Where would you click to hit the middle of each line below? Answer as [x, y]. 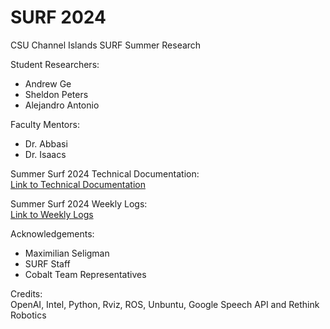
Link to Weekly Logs [52, 214]
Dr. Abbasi [46, 143]
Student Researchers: [55, 64]
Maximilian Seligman [67, 253]
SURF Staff [47, 263]
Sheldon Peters [56, 94]
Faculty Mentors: [45, 124]
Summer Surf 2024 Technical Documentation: [105, 173]
